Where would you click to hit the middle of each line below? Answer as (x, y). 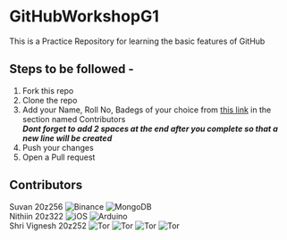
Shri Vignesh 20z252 (48, 226)
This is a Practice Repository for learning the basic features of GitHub (137, 41)
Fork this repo (48, 90)
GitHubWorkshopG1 (84, 17)
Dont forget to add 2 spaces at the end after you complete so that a (150, 128)
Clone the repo (50, 100)
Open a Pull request (59, 157)
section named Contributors (74, 119)
